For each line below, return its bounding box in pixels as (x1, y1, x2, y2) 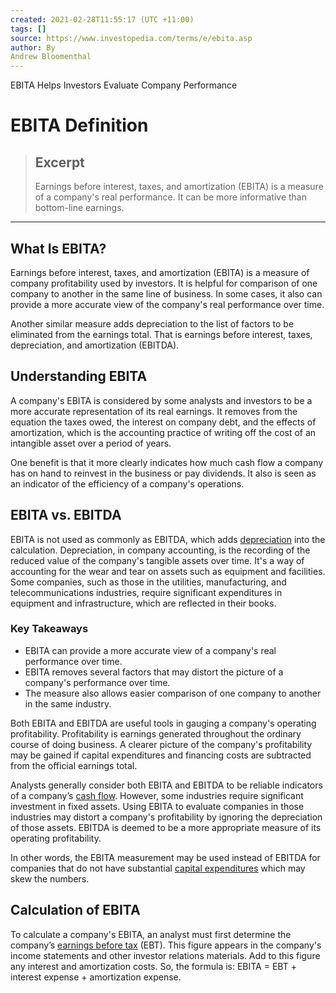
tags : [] (10, 24, 47, 34)
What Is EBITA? (10, 240, 107, 257)
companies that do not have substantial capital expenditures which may (10, 862, 306, 874)
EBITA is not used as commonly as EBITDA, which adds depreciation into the (10, 533, 326, 545)
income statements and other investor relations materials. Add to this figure (10, 949, 321, 961)
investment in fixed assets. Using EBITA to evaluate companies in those (10, 800, 305, 812)
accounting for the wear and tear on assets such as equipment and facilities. (10, 565, 326, 577)
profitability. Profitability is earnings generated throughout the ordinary (10, 727, 302, 740)
